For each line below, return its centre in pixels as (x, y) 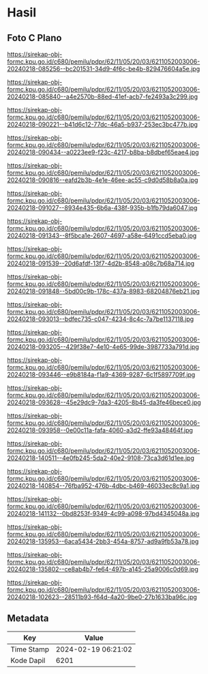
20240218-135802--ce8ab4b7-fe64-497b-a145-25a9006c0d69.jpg (103, 569)
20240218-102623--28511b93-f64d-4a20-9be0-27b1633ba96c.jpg (102, 597)
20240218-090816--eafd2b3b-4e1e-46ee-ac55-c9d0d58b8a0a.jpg (103, 180)
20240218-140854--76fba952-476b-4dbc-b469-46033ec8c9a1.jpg (103, 486)
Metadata (28, 618)
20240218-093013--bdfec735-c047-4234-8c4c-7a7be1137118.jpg (101, 319)
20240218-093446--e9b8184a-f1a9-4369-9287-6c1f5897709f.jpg (101, 375)
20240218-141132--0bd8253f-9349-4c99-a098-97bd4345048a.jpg (103, 514)
